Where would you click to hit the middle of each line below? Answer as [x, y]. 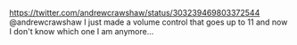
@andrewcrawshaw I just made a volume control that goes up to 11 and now [148, 22]
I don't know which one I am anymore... [82, 31]
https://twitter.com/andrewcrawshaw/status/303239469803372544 [135, 13]
